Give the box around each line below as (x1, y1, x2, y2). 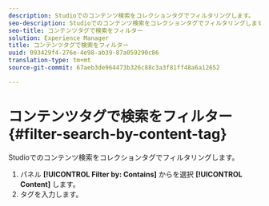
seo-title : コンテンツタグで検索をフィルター (8, 26, 143, 34)
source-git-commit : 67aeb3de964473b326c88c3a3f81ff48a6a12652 (8, 64, 220, 72)
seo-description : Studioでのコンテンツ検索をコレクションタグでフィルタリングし (8, 19, 252, 27)
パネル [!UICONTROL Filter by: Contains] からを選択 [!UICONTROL (19, 169, 243, 179)
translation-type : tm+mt (8, 57, 91, 65)
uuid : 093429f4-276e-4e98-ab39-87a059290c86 (8, 49, 159, 57)
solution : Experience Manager (8, 34, 110, 42)
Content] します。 (19, 179, 80, 188)
